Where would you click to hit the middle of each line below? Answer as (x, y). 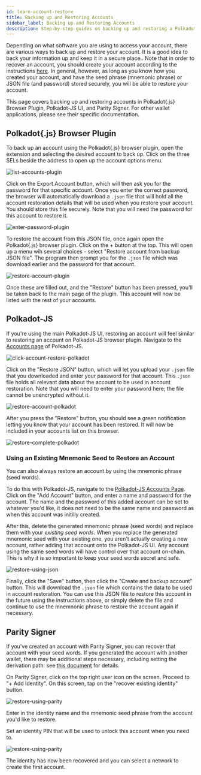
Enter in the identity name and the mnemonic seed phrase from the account (99, 713)
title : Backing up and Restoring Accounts (60, 17)
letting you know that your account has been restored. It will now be (90, 424)
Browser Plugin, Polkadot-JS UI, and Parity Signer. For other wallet (88, 108)
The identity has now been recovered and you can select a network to (92, 760)
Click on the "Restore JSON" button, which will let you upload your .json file (100, 369)
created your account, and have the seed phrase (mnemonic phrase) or (94, 77)
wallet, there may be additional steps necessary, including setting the (92, 659)
